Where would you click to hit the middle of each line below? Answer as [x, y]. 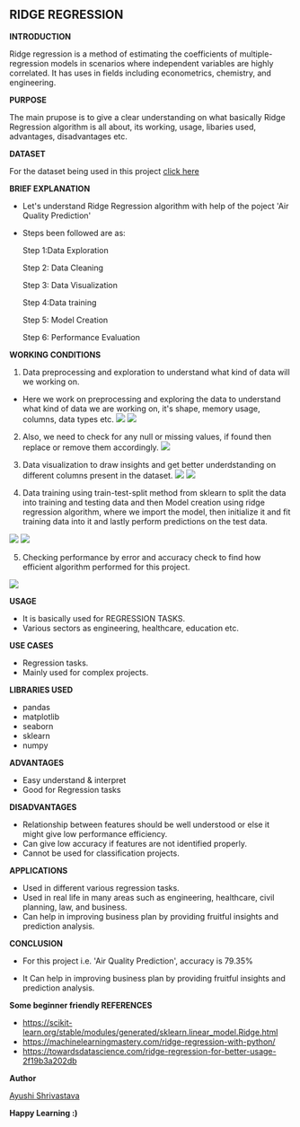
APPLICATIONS [39, 870]
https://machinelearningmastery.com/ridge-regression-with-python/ [149, 1042]
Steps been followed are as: [74, 233]
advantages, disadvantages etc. [69, 136]
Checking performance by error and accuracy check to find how [141, 557]
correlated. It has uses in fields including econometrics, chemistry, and [141, 73]
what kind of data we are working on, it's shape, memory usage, [141, 409]
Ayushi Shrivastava [44, 1096]
